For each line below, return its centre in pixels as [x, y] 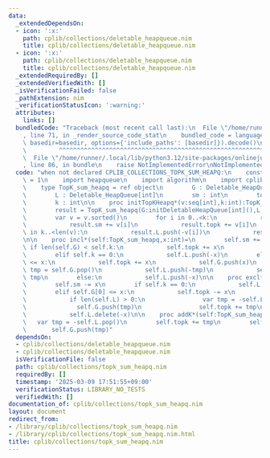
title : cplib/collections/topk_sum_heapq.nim [86, 442]
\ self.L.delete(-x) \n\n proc [98, 314]
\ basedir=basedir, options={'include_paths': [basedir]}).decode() [140, 143]
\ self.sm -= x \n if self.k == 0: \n [109, 285]
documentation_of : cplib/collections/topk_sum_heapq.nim [106, 404]
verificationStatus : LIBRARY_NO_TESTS [81, 389]
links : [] [39, 121]
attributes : [36, 113]
